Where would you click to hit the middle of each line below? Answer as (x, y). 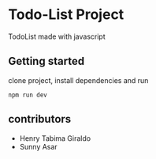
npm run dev (28, 95)
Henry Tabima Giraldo (55, 138)
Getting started (46, 61)
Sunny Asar (38, 146)
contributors (40, 119)
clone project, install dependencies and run (78, 80)
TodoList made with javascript (57, 36)
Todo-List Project (66, 15)
